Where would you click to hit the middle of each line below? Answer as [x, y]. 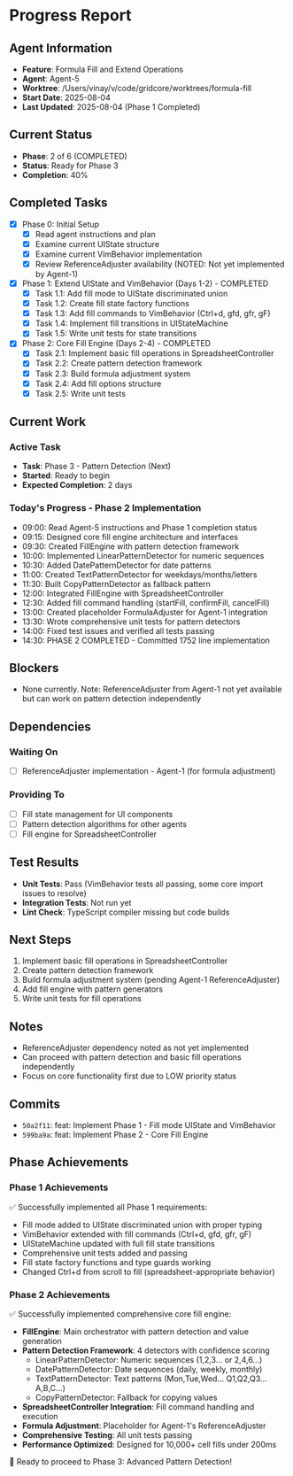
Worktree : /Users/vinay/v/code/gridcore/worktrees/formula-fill [137, 88]
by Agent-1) [56, 274]
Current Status [51, 135]
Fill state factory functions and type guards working [116, 1262]
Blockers [34, 668]
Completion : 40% [55, 174]
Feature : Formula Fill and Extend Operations [103, 69]
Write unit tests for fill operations [81, 999]
